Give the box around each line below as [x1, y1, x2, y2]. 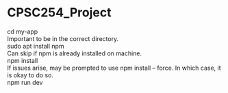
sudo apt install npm [7, 42, 64, 50]
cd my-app [7, 27, 38, 36]
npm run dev [7, 78, 43, 86]
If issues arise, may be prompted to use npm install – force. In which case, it [7, 64, 221, 72]
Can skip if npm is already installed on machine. [7, 49, 142, 57]
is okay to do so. [7, 70, 53, 79]
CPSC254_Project [7, 5, 112, 21]
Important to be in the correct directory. [7, 34, 119, 42]
